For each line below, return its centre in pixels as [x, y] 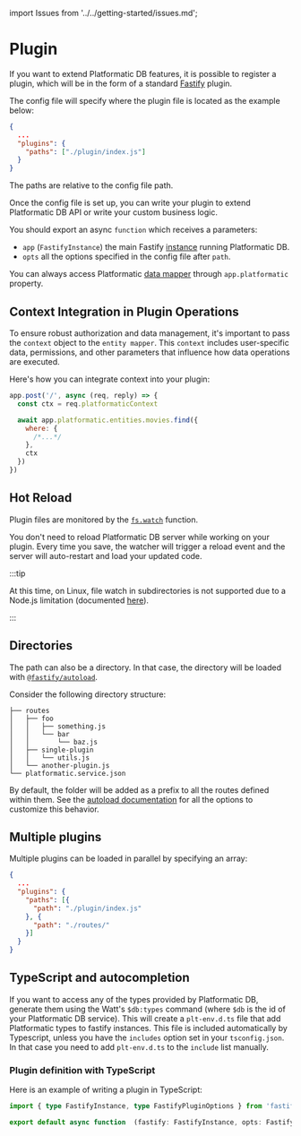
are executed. [34, 361]
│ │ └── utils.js [50, 757]
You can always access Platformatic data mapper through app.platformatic [149, 274]
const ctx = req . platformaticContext [88, 404]
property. [26, 284]
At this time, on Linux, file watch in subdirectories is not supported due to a [148, 590]
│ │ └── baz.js [54, 742]
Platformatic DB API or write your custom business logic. [113, 212]
